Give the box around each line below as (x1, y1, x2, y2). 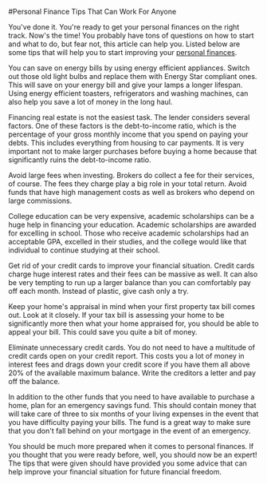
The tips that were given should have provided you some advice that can (8, 458, 247, 468)
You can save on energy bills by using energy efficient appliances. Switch (8, 63, 250, 73)
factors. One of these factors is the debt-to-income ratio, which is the (8, 121, 237, 130)
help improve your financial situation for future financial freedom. (8, 467, 222, 476)
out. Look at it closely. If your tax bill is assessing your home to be (8, 311, 225, 319)
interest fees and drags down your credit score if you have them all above (8, 359, 250, 369)
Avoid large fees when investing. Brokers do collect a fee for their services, (8, 171, 255, 180)
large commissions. (8, 196, 73, 205)
